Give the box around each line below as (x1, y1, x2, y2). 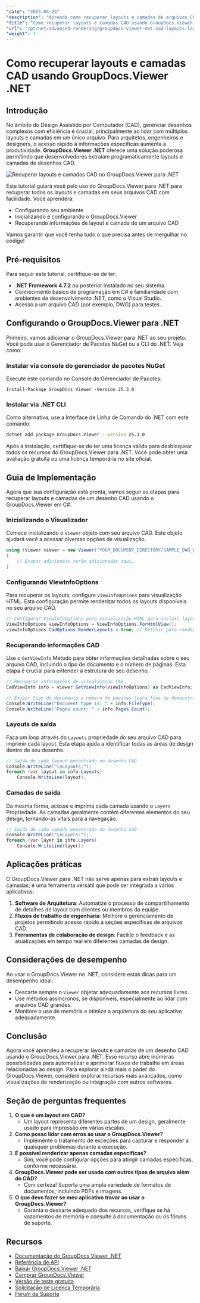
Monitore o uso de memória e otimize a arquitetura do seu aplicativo (14, 1007, 183, 1015)
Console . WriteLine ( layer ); (17, 843, 84, 849)
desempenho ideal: (6, 977, 54, 984)
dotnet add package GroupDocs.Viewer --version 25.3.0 (6, 432, 145, 438)
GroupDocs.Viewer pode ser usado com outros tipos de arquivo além (14, 1169, 189, 1176)
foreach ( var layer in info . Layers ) (6, 837, 97, 843)
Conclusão (6, 1031, 48, 1041)
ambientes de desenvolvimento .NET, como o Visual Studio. (14, 294, 162, 302)
